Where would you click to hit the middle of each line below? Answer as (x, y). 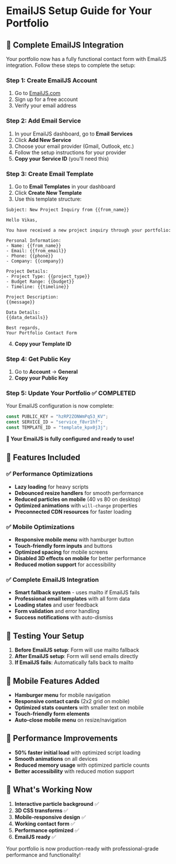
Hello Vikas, (22, 220)
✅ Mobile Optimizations (40, 527)
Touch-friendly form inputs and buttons (63, 546)
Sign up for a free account (46, 99)
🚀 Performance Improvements (62, 738)
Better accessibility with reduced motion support (74, 771)
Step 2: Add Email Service (44, 121)
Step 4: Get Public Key (39, 359)
